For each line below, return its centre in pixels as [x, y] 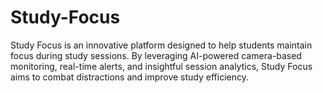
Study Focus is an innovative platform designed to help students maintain [161, 45]
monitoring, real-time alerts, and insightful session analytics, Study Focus [161, 66]
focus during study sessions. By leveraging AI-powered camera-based [156, 55]
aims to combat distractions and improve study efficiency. [130, 77]
